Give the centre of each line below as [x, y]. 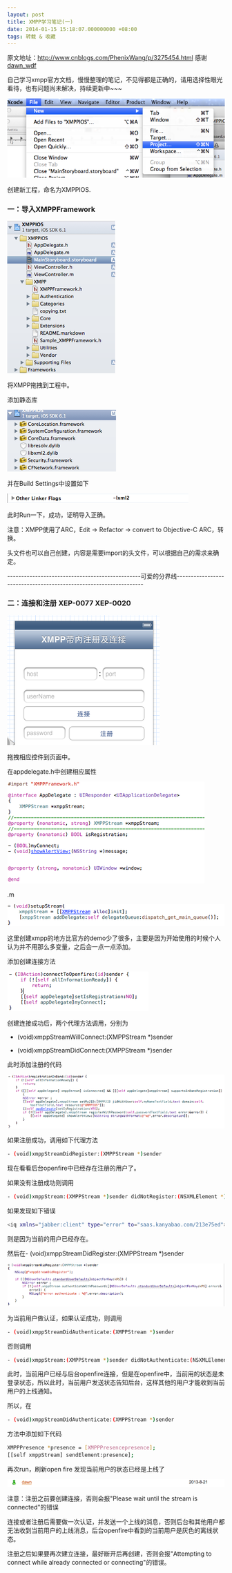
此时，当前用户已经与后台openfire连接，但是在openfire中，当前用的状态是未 [116, 1374]
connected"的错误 [33, 1507]
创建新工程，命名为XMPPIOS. [49, 189]
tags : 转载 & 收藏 [32, 37]
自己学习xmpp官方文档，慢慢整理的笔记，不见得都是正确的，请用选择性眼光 [115, 80]
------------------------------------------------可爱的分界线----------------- [116, 576]
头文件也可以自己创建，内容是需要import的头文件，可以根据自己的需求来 [110, 553]
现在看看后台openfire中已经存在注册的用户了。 [74, 1168]
